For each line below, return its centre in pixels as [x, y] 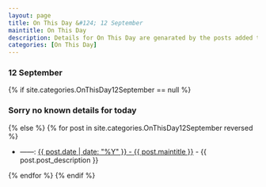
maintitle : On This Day [47, 30]
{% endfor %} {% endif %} [52, 175]
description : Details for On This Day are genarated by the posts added [131, 38]
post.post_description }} [59, 160]
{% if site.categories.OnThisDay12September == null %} [100, 90]
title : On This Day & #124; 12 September [76, 23]
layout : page [30, 15]
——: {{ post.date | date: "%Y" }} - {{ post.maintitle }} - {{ [113, 151]
